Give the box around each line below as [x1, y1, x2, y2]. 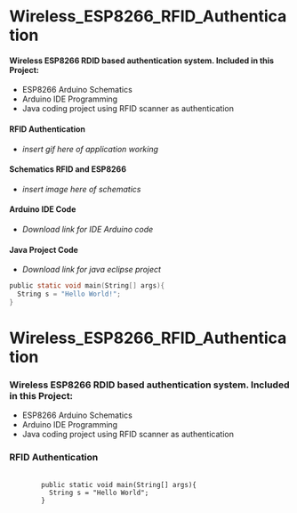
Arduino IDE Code [9, 204, 76, 215]
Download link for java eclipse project [21, 265, 162, 275]
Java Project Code [9, 244, 78, 255]
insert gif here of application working [21, 143, 158, 154]
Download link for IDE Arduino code [21, 224, 154, 234]
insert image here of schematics [21, 183, 141, 194]
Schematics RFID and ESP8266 [9, 164, 127, 175]
